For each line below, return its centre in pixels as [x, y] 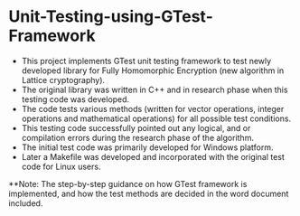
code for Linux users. [61, 166]
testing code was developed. [75, 99]
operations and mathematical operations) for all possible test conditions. [156, 118]
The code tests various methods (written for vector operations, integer [153, 108]
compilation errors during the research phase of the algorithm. [138, 137]
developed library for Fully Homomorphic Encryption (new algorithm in [153, 70]
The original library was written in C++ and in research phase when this [155, 89]
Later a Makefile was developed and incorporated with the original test [153, 156]
